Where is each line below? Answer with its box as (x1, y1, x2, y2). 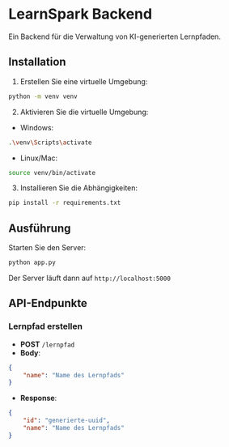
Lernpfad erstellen (8, 321, 83, 332)
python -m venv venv (8, 92, 78, 100)
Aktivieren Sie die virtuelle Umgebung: (19, 107, 149, 117)
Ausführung (8, 221, 71, 235)
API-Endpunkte (8, 296, 87, 310)
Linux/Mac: (19, 153, 58, 163)
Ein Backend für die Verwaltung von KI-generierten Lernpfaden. (8, 32, 221, 41)
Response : (19, 394, 57, 403)
